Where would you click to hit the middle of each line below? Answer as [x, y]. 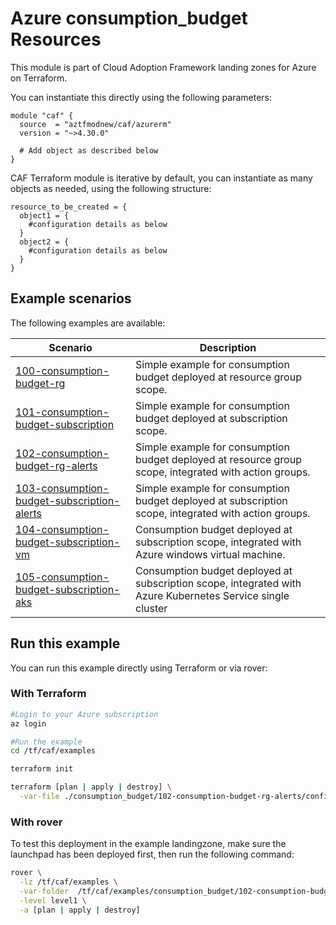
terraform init [42, 769]
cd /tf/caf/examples [53, 751]
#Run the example [46, 742]
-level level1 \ [53, 900]
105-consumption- [62, 577]
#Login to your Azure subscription [84, 714]
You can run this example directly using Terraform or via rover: [139, 668]
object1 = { [44, 215]
